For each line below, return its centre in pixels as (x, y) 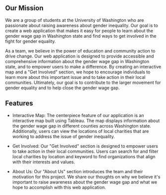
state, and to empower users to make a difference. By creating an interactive (83, 66)
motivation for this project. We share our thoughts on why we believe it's (86, 177)
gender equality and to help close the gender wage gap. (62, 88)
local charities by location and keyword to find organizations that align (84, 156)
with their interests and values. (44, 162)
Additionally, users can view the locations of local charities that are (81, 131)
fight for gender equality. (30, 41)
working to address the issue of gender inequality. (63, 136)
